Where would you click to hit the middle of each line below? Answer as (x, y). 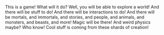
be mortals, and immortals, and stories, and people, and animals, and (75, 17)
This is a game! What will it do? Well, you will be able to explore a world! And (82, 7)
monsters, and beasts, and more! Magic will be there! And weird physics (78, 22)
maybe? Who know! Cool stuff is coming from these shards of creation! (77, 27)
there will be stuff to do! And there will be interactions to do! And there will (80, 12)
